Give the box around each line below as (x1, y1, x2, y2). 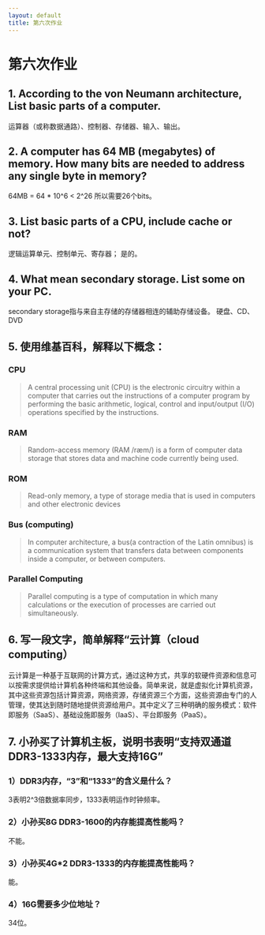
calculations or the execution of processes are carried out (27, 600, 216, 609)
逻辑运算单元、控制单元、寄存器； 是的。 (8, 249, 142, 259)
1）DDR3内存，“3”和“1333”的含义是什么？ (8, 775, 173, 786)
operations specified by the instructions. (27, 407, 159, 417)
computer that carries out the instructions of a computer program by (27, 391, 251, 400)
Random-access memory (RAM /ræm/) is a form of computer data (27, 445, 243, 454)
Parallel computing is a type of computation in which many (27, 591, 218, 600)
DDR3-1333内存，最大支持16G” (8, 750, 163, 764)
